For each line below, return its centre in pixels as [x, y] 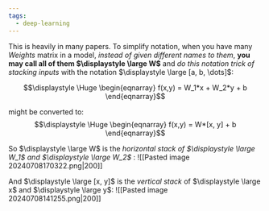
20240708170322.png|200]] [56, 165]
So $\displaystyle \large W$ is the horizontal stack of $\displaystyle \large [132, 148]
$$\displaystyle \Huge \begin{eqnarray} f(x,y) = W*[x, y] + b [135, 124]
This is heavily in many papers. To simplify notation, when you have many [130, 46]
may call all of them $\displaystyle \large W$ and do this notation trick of [132, 63]
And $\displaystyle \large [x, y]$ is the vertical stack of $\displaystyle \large [134, 181]
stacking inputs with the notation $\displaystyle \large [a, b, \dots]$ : [121, 72]
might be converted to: [46, 112]
